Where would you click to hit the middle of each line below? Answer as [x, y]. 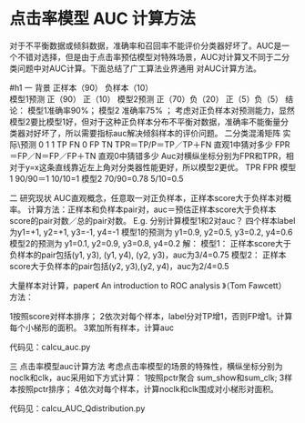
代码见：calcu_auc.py [50, 347]
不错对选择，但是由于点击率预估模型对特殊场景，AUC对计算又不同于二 [149, 56]
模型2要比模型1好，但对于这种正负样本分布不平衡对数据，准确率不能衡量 [145, 121]
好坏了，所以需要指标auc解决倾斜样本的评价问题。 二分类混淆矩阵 [157, 133]
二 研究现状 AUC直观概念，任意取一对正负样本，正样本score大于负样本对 [147, 197]
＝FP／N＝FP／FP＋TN [53, 156]
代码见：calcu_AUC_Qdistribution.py [77, 408]
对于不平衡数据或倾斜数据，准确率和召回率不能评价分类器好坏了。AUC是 [146, 45]
